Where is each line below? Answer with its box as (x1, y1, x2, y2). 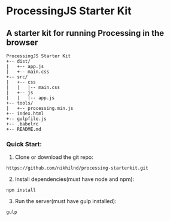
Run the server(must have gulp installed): (14, 198, 117, 205)
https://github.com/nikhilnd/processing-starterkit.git (6, 165, 148, 171)
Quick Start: (6, 140, 42, 148)
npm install (6, 187, 36, 194)
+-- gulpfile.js (6, 116, 47, 122)
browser (6, 37, 38, 47)
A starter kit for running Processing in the (6, 28, 165, 38)
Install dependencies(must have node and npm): (14, 176, 135, 183)
